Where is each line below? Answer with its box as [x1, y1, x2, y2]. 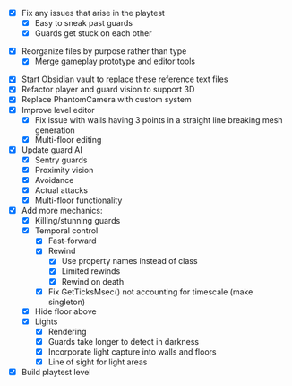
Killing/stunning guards [34, 215, 121, 226]
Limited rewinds [61, 266, 121, 276]
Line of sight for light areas [47, 356, 148, 367]
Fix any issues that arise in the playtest [21, 8, 165, 18]
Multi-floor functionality [34, 195, 123, 206]
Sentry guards [34, 154, 88, 165]
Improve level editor [21, 104, 95, 115]
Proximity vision [34, 164, 94, 175]
